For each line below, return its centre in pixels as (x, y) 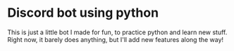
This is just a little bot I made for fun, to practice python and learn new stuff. (117, 32)
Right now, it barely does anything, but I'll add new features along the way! (116, 39)
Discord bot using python (83, 13)
